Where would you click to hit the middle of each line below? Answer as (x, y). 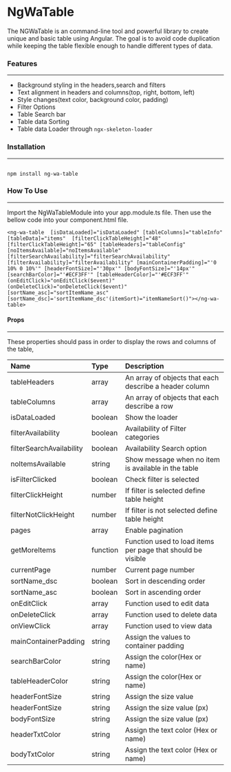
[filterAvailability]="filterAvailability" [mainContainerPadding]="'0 (112, 263)
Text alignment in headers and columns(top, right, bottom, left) (106, 92)
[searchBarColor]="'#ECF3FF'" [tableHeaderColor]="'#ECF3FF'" (98, 274)
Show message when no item (172, 460)
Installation (26, 147)
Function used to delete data (171, 615)
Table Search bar (41, 114)
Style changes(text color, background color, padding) (92, 100)
